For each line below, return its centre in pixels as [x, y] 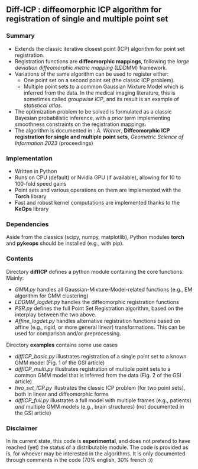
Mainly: [15, 278]
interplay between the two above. [55, 314]
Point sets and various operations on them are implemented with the [98, 190]
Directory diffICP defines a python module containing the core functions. [95, 271]
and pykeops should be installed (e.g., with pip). [65, 243]
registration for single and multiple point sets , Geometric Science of [99, 137]
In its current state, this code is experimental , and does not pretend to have [98, 441]
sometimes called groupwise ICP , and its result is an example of [101, 99]
